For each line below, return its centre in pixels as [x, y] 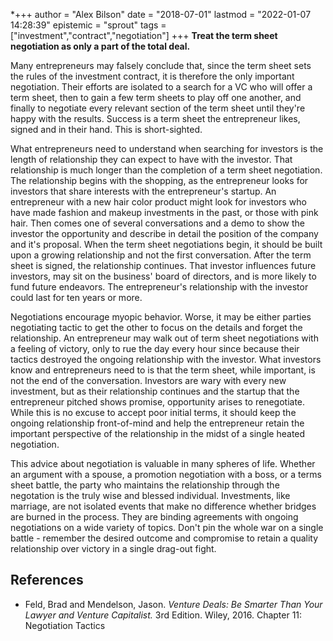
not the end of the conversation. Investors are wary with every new [148, 380]
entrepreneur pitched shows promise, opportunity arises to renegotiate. [158, 402]
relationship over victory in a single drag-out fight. [113, 548]
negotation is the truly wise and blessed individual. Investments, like [150, 495]
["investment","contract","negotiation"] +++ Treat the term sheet [144, 35]
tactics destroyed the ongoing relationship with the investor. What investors [166, 359]
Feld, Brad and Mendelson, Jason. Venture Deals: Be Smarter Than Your [173, 604]
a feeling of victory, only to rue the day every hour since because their [155, 348]
